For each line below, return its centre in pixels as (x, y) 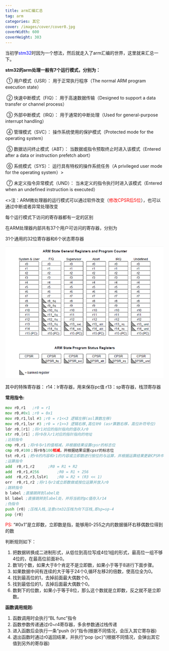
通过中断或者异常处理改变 (32, 206)
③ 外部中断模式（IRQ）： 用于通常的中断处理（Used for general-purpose (82, 115)
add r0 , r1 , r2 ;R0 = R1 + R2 (41, 467)
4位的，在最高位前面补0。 (39, 559)
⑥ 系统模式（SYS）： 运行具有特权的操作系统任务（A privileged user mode (84, 166)
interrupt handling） (26, 121)
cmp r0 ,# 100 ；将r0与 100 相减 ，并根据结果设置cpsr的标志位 (60, 451)
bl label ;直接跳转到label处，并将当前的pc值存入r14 (56, 498)
